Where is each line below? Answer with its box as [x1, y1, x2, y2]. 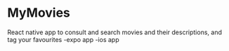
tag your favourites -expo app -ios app [7, 35, 119, 43]
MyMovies [7, 5, 70, 21]
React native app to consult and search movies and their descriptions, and [7, 28, 223, 36]
